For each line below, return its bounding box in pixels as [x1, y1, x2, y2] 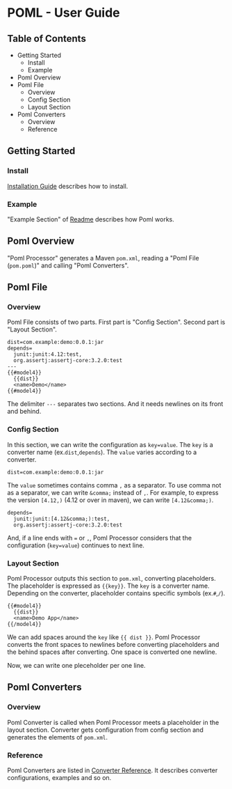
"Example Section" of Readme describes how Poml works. [7, 214, 175, 224]
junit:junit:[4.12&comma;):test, [13, 515, 110, 522]
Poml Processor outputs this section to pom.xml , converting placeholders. [7, 575, 217, 583]
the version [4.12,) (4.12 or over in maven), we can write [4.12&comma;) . [7, 496, 214, 504]
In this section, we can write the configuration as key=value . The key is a [7, 440, 213, 448]
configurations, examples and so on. [7, 774, 112, 782]
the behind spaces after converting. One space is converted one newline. [7, 648, 217, 656]
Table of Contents [7, 33, 87, 45]
